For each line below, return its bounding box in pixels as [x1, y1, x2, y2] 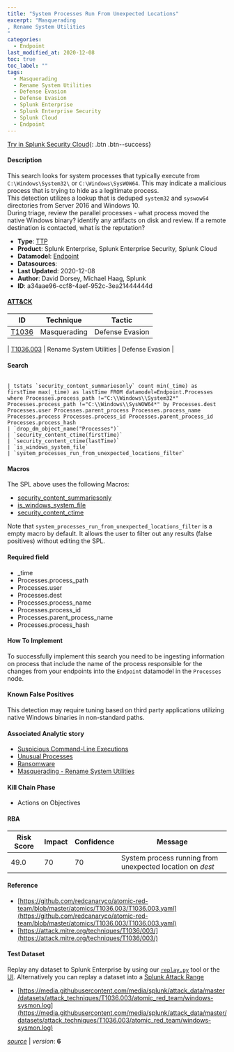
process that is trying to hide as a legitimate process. [7, 186, 159, 194]
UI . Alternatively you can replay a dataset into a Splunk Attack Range [7, 972, 204, 981]
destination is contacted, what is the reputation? [7, 223, 145, 231]
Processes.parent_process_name [17, 613, 114, 621]
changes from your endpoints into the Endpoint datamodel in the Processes [7, 667, 221, 675]
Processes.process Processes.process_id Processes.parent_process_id [7, 413, 214, 420]
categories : [7, 36, 42, 43]
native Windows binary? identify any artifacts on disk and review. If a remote [7, 216, 226, 224]
